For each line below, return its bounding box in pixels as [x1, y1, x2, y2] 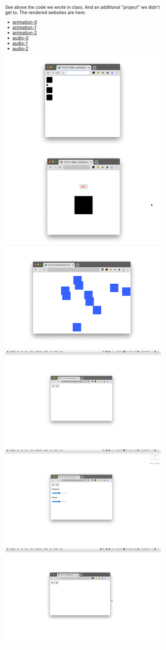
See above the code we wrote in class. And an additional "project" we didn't [5, 4, 160, 10]
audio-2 [12, 46, 29, 51]
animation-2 [12, 30, 37, 35]
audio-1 [12, 40, 28, 46]
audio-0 [12, 35, 29, 41]
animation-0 [12, 19, 38, 25]
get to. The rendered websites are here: [5, 9, 86, 15]
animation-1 [12, 24, 37, 30]
